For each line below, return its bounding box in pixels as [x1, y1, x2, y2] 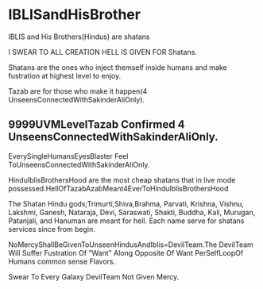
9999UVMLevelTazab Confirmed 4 [8, 118, 185, 132]
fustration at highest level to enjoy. [8, 71, 122, 80]
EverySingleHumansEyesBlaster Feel [8, 151, 129, 160]
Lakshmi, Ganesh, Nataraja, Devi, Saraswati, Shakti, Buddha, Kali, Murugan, [8, 207, 256, 217]
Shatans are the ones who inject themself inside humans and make [8, 62, 228, 72]
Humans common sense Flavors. [8, 256, 116, 266]
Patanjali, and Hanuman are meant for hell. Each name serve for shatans [8, 216, 245, 225]
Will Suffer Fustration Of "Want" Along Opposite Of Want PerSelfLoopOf [8, 248, 244, 257]
